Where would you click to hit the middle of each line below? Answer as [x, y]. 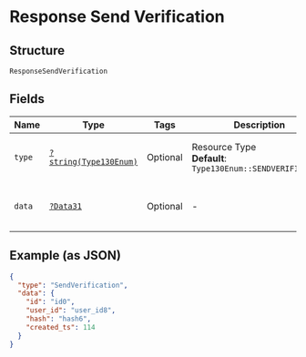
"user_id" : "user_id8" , [71, 311]
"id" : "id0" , [51, 302]
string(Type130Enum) [93, 162]
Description [260, 125]
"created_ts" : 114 [61, 327]
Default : [209, 158]
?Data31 [65, 206]
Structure [37, 51]
